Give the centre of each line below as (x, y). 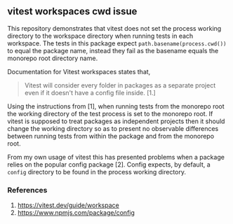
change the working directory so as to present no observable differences (113, 128)
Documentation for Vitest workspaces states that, (79, 71)
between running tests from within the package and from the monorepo (111, 136)
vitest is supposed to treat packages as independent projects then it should (116, 121)
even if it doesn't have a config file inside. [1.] (90, 92)
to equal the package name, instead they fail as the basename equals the (113, 50)
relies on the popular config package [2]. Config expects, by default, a (109, 164)
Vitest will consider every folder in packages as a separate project (120, 85)
